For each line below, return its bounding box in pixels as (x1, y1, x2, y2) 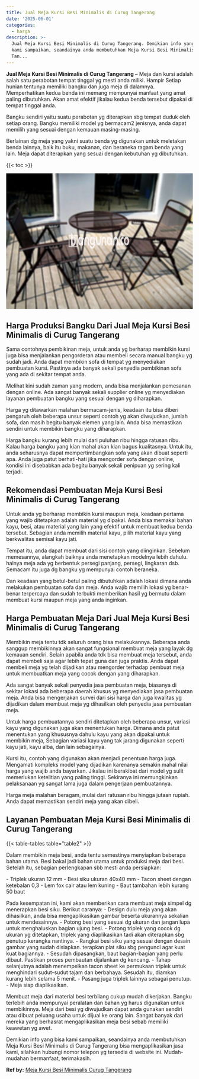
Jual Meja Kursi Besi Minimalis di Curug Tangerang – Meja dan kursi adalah (6, 70, 193, 77)
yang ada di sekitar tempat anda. (6, 371, 86, 378)
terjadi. (6, 468, 24, 475)
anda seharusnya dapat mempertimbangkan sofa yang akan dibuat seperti (6, 449, 188, 456)
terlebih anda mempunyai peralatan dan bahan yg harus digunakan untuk (6, 999, 185, 1006)
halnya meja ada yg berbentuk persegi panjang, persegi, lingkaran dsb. (6, 559, 179, 566)
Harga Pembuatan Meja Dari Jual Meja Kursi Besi (6, 613, 190, 623)
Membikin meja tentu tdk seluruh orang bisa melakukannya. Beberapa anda (6, 638, 191, 645)
